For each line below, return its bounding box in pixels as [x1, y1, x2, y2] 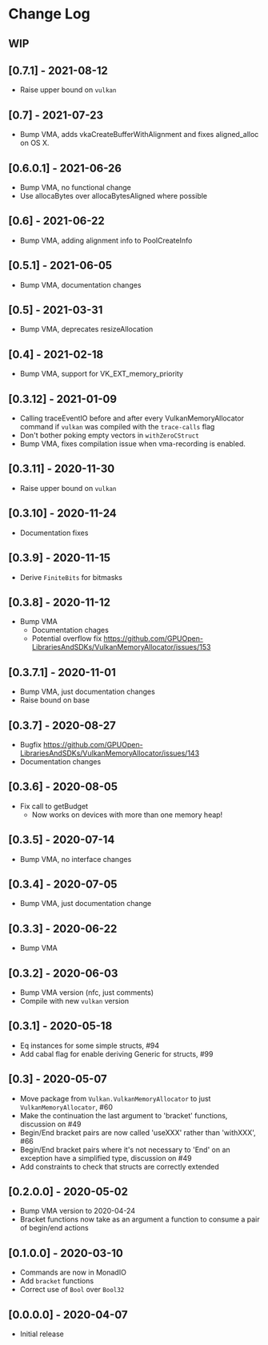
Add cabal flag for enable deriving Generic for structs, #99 [19, 1049, 214, 1058]
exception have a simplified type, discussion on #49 [19, 1153, 192, 1162]
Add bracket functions [19, 1276, 94, 1286]
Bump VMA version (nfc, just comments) [19, 988, 154, 997]
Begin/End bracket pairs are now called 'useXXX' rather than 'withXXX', [19, 1127, 256, 1138]
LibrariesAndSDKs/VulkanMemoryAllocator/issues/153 [31, 642, 211, 652]
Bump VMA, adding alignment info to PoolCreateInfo [19, 236, 193, 245]
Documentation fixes [19, 528, 89, 538]
